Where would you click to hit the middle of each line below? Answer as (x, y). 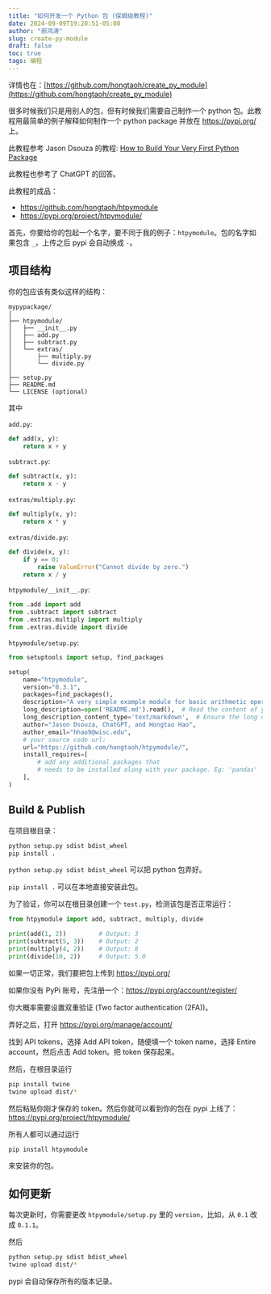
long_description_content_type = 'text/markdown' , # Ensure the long (140, 717)
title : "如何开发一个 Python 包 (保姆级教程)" (81, 16)
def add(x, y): (34, 438)
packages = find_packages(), (68, 695)
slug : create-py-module (48, 38)
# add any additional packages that (99, 762)
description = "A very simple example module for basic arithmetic (135, 702)
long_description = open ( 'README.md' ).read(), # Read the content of (140, 710)
